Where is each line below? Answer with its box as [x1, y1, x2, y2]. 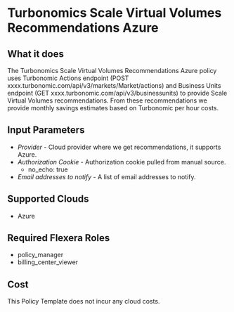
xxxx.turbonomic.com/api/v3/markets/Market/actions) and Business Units [7, 82, 221, 89]
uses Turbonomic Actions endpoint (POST [7, 74, 129, 82]
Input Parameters [7, 124, 85, 136]
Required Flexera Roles [7, 232, 110, 244]
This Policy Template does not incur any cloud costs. [7, 297, 160, 306]
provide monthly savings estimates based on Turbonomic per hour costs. [7, 104, 219, 112]
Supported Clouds [7, 193, 89, 205]
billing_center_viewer [17, 258, 79, 266]
